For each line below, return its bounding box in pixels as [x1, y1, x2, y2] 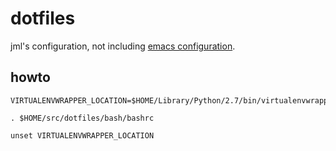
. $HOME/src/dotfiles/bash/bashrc [10, 113, 155, 123]
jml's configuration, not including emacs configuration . [10, 40, 236, 52]
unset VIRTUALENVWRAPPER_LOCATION [10, 130, 155, 141]
